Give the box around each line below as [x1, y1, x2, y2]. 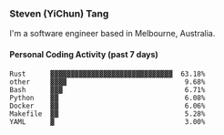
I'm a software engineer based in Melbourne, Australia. [9, 28, 216, 39]
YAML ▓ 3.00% [9, 117, 206, 126]
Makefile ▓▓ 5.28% [9, 109, 206, 119]
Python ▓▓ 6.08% [9, 93, 206, 102]
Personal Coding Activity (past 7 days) [9, 48, 159, 59]
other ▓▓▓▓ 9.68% [9, 77, 206, 87]
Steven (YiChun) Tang [9, 7, 109, 20]
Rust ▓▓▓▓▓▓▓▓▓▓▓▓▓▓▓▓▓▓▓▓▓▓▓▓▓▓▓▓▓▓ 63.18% [9, 69, 206, 78]
